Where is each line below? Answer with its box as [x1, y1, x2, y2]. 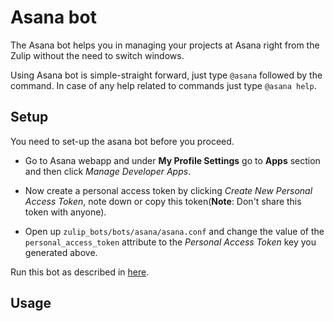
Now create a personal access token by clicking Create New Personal [24, 184, 313, 196]
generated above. [24, 246, 98, 258]
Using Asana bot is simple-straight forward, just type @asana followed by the [10, 69, 323, 81]
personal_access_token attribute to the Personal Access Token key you [24, 236, 317, 248]
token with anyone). [24, 206, 107, 218]
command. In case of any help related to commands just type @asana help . [10, 79, 317, 91]
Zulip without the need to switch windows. [10, 49, 185, 61]
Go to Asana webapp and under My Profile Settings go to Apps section [24, 154, 321, 166]
